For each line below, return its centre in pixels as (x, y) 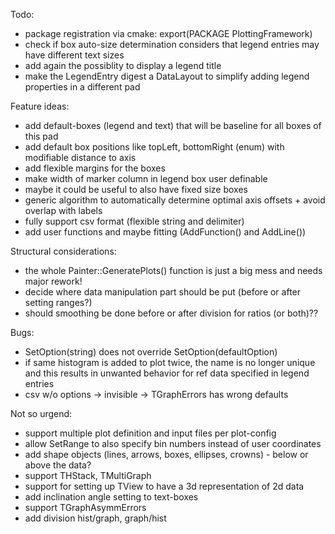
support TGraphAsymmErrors (85, 507)
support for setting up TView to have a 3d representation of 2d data (164, 486)
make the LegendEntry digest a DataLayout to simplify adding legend (167, 76)
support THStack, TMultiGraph (88, 475)
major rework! (53, 281)
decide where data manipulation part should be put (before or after (163, 292)
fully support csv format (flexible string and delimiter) (134, 221)
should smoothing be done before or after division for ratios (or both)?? (171, 313)
